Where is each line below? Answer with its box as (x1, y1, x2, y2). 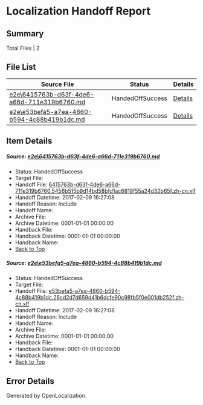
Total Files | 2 (6, 44, 40, 52)
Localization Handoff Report (6, 4, 151, 18)
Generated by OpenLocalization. (6, 392, 87, 399)
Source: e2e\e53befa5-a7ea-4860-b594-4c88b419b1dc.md (6, 259, 162, 266)
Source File (40, 80, 74, 89)
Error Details (6, 376, 54, 386)
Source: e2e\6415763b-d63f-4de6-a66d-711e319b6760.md (6, 153, 160, 160)
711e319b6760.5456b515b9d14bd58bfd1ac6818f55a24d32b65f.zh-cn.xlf (14, 187, 196, 195)
